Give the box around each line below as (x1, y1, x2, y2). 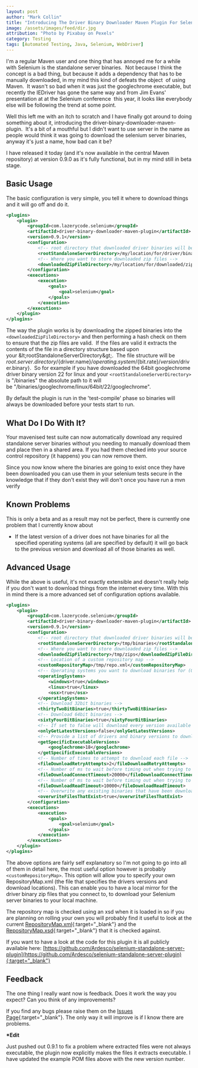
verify (6, 482, 21, 490)
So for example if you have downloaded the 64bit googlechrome (34, 365, 190, 372)
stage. (6, 161, 22, 168)
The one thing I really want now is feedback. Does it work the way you (6, 990, 177, 997)
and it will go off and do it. (6, 201, 70, 208)
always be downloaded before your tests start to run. (6, 401, 135, 408)
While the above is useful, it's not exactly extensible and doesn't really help (6, 578, 189, 585)
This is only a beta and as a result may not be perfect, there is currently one (6, 515, 190, 522)
